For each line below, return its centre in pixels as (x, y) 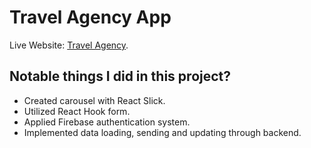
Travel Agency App (90, 17)
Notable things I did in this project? (120, 76)
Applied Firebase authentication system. (107, 122)
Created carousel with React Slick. (94, 100)
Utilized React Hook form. (77, 111)
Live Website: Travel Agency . (69, 45)
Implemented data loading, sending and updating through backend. (162, 132)
